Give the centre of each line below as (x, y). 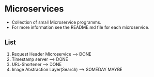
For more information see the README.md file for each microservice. (80, 27)
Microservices (34, 9)
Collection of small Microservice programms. (56, 22)
